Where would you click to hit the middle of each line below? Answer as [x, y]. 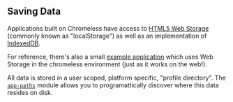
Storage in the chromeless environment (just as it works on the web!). [107, 64]
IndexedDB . [24, 43]
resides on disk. [30, 92]
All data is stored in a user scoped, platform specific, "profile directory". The [117, 78]
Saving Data [34, 12]
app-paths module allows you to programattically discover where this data [113, 85]
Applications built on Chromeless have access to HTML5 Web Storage [108, 28]
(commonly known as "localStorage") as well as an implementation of [107, 36]
